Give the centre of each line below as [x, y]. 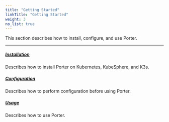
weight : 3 [16, 19]
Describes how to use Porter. [35, 115]
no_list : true [20, 24]
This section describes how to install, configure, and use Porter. [71, 38]
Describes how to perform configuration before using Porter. [68, 91]
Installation [17, 54]
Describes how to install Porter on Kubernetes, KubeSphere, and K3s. [77, 67]
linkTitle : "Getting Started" [37, 15]
